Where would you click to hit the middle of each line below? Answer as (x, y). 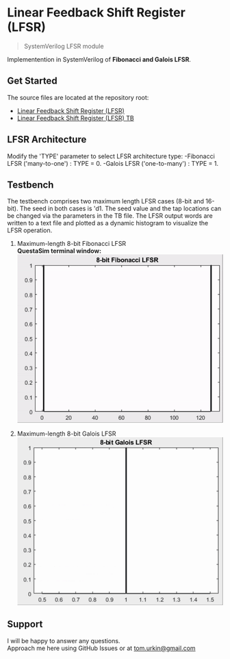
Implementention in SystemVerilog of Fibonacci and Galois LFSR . (99, 59)
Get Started (32, 81)
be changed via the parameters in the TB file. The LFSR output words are (110, 216)
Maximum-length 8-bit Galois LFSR (66, 434)
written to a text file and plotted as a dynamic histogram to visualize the (108, 223)
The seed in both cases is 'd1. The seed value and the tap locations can (120, 209)
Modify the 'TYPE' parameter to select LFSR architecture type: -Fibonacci (111, 156)
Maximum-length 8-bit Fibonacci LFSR (72, 244)
